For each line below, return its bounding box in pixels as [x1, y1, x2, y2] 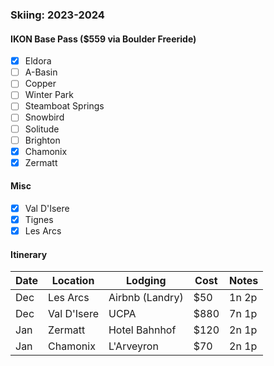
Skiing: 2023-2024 [10, 8, 105, 22]
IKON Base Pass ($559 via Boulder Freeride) [10, 33, 197, 45]
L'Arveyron [108, 339, 159, 353]
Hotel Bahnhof [108, 323, 177, 337]
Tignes [24, 214, 54, 226]
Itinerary [10, 248, 48, 260]
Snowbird [24, 111, 65, 123]
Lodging [126, 274, 167, 288]
